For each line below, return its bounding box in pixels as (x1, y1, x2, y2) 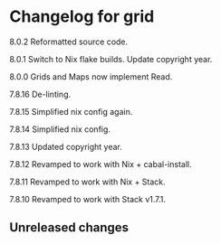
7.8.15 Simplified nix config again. (9, 106, 133, 117)
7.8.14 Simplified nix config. (9, 124, 111, 135)
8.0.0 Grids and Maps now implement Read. (9, 70, 173, 82)
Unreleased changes (9, 220, 130, 236)
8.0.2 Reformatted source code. (9, 36, 129, 47)
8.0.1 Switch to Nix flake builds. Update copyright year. (9, 53, 213, 64)
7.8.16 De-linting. (9, 89, 71, 99)
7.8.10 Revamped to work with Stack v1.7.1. (9, 193, 166, 204)
